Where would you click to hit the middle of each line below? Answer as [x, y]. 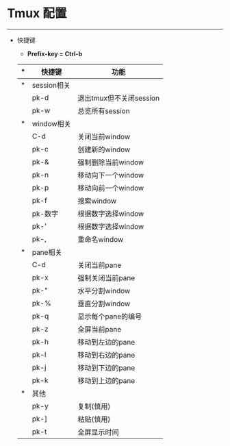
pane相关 [47, 252]
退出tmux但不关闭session [118, 98]
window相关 [51, 123]
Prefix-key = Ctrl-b [55, 53]
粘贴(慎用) [94, 419]
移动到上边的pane [106, 380]
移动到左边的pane [106, 342]
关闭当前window [104, 136]
